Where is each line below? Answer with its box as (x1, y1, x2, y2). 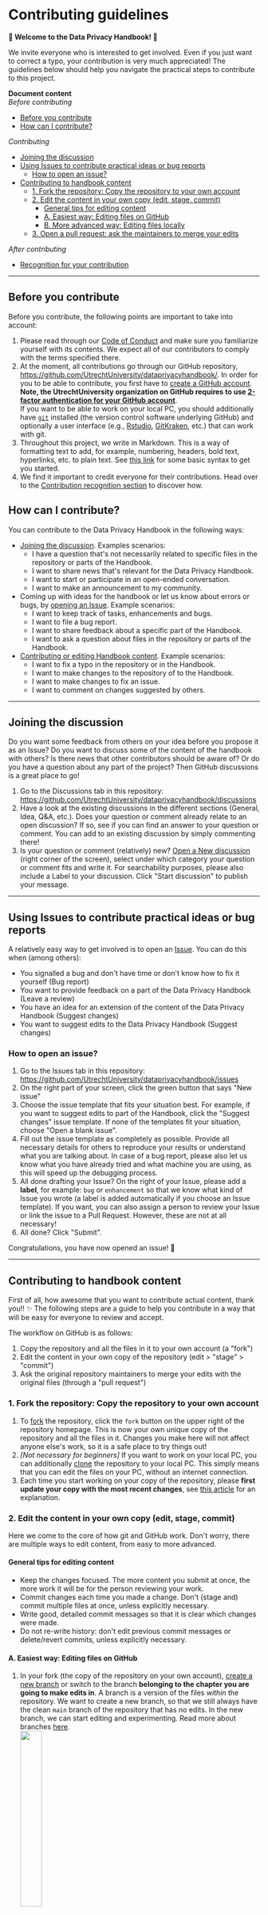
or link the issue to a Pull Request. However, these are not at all (19, 1210, 227, 1220)
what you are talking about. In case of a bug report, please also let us (19, 1151, 248, 1161)
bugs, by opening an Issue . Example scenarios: (19, 600, 175, 609)
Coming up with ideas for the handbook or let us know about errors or (19, 591, 250, 601)
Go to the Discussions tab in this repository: (19, 786, 164, 796)
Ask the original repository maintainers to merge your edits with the (19, 1369, 242, 1379)
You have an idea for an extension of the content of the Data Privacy (19, 1002, 245, 1012)
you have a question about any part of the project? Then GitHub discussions (8, 762, 259, 772)
